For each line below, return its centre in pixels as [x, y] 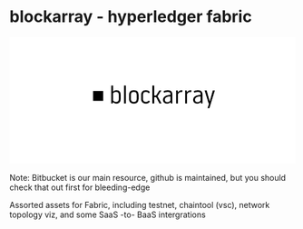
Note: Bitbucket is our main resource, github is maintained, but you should [148, 178]
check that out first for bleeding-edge [80, 187]
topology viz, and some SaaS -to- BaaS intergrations [108, 214]
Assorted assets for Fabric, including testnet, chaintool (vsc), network [140, 205]
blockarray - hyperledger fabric [131, 17]
